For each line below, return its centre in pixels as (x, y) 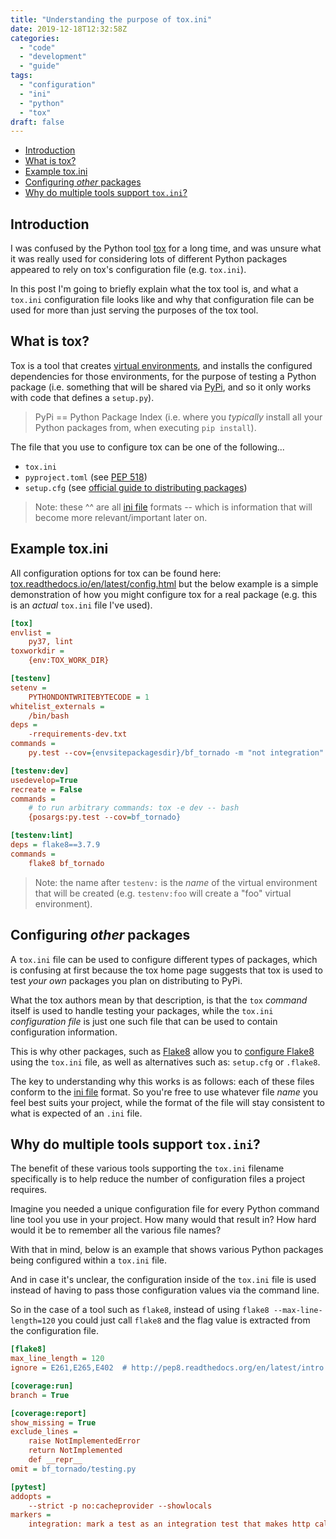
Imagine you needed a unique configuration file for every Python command (165, 1209)
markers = (31, 1515)
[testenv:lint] (42, 836)
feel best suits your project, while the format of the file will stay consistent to (168, 1102)
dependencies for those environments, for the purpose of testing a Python (163, 376)
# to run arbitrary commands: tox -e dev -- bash (134, 808)
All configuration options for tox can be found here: (116, 573)
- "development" (53, 57)
